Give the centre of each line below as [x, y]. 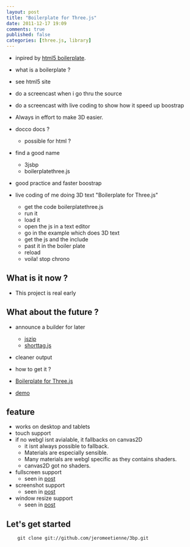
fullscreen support [38, 472]
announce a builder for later [50, 327]
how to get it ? [33, 369]
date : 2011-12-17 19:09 [37, 23]
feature [21, 412]
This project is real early [46, 293]
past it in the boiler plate [55, 246]
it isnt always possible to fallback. [67, 446]
